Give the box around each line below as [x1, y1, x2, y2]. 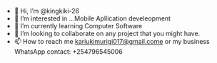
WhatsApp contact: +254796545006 [14, 47, 123, 56]
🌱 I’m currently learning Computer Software [14, 22, 143, 30]
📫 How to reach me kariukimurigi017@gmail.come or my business [14, 38, 210, 45]
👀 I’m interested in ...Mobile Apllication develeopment [14, 14, 171, 23]
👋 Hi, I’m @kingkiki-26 [14, 7, 80, 15]
